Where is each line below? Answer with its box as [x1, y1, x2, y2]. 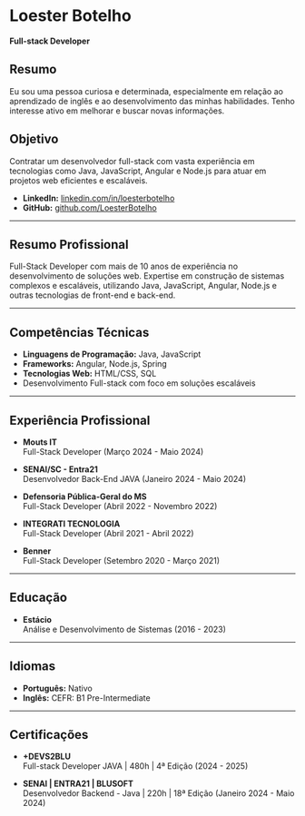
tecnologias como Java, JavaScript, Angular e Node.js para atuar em [9, 165, 267, 176]
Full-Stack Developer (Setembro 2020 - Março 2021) [22, 555, 221, 565]
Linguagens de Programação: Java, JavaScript [22, 349, 202, 359]
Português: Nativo [22, 683, 93, 693]
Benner [22, 546, 52, 556]
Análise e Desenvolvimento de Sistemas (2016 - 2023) [22, 624, 227, 634]
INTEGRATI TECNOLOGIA [22, 518, 121, 529]
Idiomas [9, 659, 56, 674]
